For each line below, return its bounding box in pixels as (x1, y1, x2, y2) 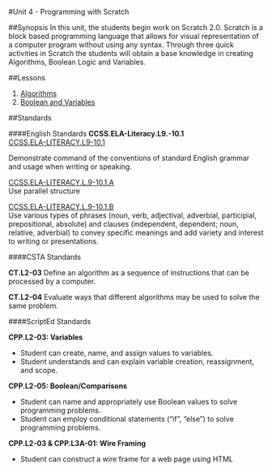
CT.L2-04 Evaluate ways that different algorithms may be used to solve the (8, 292, 261, 301)
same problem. (8, 301, 59, 310)
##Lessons (8, 73, 46, 82)
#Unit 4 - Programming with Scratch (8, 7, 130, 16)
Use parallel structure (8, 186, 81, 196)
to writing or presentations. (8, 236, 99, 246)
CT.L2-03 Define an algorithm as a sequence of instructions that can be (8, 268, 249, 277)
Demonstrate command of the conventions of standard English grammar (8, 154, 250, 162)
